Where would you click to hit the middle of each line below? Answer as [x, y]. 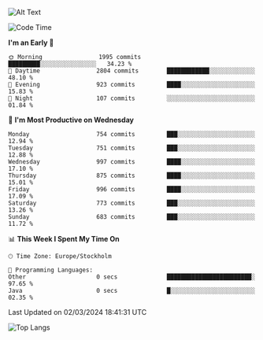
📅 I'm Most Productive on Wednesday [71, 120]
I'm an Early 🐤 [31, 42]
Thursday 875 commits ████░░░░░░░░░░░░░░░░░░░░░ [132, 176]
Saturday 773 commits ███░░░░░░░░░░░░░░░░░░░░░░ [132, 203]
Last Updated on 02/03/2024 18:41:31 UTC [78, 312]
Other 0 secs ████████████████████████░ [132, 277]
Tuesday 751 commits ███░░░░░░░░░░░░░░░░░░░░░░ [132, 148]
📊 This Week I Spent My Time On [64, 239]
